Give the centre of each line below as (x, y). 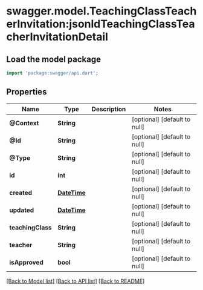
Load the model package (54, 59)
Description (109, 109)
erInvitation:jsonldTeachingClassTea (101, 24)
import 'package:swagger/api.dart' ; (52, 73)
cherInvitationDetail (57, 37)
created (21, 193)
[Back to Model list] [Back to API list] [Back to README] (76, 281)
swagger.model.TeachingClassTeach (101, 11)
